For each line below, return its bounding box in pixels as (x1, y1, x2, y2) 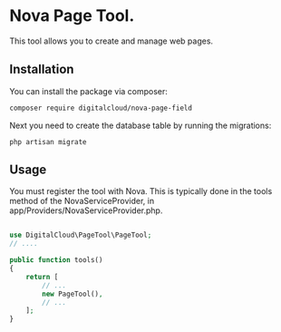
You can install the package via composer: (9, 85, 168, 96)
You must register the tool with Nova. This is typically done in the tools (9, 186, 273, 197)
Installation (9, 62, 74, 77)
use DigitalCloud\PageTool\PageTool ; (9, 230, 152, 240)
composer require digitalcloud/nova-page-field (9, 103, 193, 112)
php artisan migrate (9, 137, 88, 146)
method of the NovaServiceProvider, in (9, 196, 155, 207)
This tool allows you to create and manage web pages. (9, 35, 214, 46)
